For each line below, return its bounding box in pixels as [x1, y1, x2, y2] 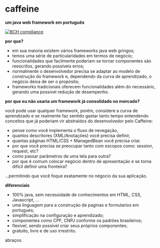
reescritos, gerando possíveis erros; [12, 63, 84, 69]
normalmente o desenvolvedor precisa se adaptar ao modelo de [12, 68, 141, 74]
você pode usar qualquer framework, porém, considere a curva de [5, 108, 138, 114]
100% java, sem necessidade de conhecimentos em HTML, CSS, [12, 192, 142, 198]
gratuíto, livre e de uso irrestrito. [12, 228, 77, 233]
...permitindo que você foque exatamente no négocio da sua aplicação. [5, 173, 147, 179]
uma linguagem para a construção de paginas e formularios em [12, 202, 139, 208]
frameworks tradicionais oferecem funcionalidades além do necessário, [12, 83, 156, 89]
